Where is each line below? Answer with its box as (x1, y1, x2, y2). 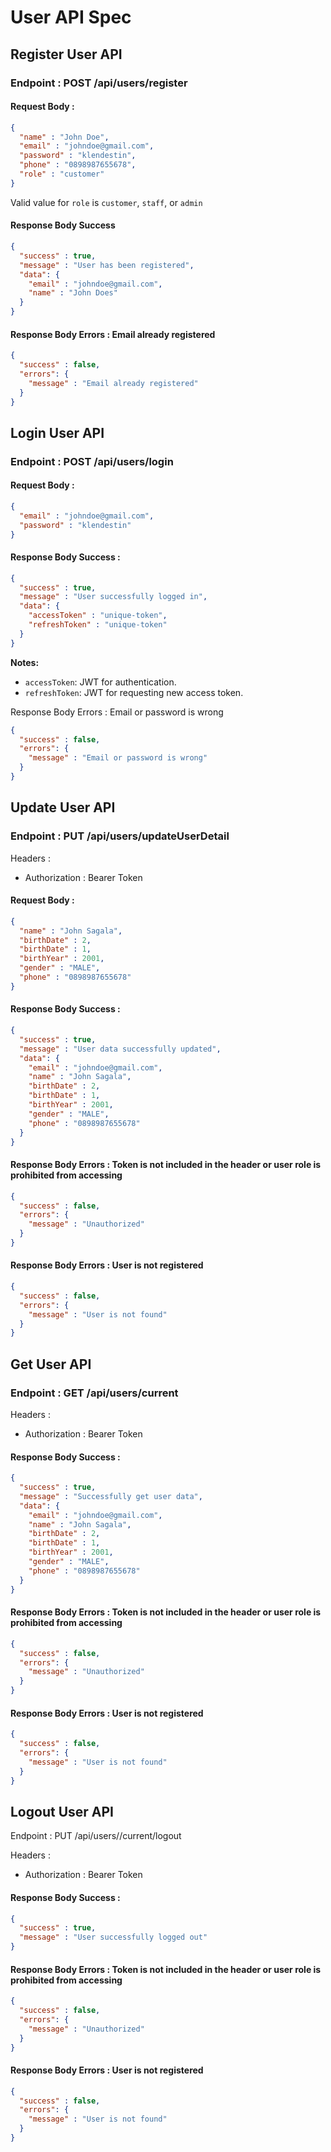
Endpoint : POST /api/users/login (10, 454, 174, 468)
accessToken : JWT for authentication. (24, 676, 177, 688)
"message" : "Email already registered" (28, 378, 199, 388)
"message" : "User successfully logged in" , (19, 592, 208, 602)
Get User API (10, 1356, 92, 1373)
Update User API (10, 799, 116, 816)
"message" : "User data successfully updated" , (19, 1044, 222, 1054)
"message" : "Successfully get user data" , (19, 1491, 203, 1501)
